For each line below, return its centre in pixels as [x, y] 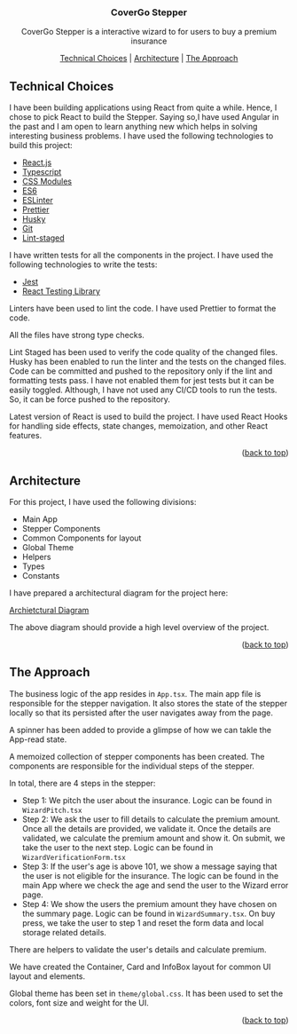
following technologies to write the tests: [83, 264]
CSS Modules [47, 182]
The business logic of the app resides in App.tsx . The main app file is [135, 693]
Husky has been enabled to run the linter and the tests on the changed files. [148, 362]
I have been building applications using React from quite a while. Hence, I [143, 107]
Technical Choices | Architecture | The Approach [149, 59]
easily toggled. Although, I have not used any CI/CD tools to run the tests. [143, 390]
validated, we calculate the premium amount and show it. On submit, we [153, 838]
